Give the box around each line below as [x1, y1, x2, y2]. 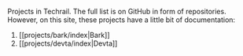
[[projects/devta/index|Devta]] [18, 39, 118, 48]
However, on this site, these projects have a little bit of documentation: [7, 15, 236, 24]
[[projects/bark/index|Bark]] [18, 31, 111, 39]
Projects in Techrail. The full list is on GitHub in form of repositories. [7, 7, 226, 16]
